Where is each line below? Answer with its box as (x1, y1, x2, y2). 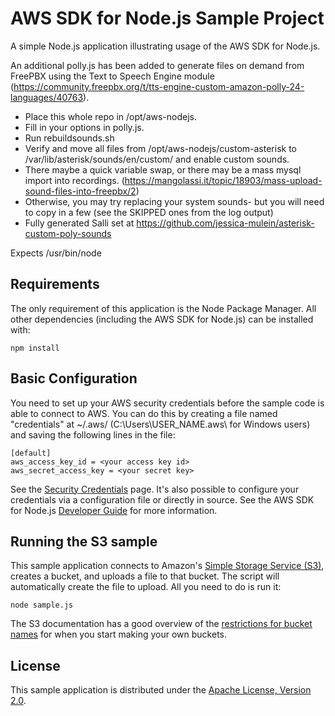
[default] (10, 448, 52, 458)
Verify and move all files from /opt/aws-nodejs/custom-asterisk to (24, 142, 297, 154)
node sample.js (10, 600, 74, 611)
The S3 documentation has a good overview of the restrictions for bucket (10, 618, 313, 630)
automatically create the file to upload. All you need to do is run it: (10, 581, 282, 593)
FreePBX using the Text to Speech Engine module (10, 70, 215, 82)
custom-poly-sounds (24, 227, 112, 239)
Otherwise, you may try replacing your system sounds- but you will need (24, 195, 325, 207)
